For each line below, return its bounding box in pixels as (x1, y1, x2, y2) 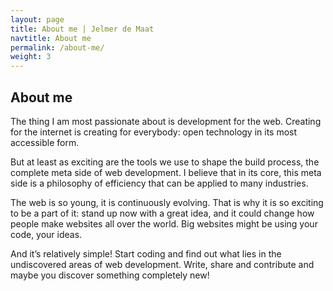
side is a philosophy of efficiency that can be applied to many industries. (10, 177, 309, 189)
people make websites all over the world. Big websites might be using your (10, 217, 318, 230)
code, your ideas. (10, 228, 83, 240)
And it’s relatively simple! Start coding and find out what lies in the (10, 247, 282, 260)
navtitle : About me (10, 33, 92, 43)
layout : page (10, 14, 65, 25)
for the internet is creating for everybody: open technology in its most (10, 126, 298, 138)
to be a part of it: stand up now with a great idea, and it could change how (10, 207, 315, 219)
